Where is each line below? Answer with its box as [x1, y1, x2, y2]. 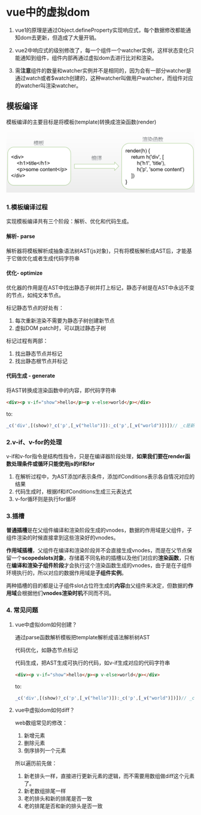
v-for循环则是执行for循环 [14, 495, 77, 503]
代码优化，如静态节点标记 [14, 646, 78, 654]
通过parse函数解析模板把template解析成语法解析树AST [14, 633, 151, 640]
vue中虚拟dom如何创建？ [14, 621, 78, 628]
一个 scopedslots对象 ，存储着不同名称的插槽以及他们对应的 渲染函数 [11, 554, 179, 561]
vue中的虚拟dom [6, 5, 90, 19]
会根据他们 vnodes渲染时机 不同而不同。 [17, 590, 115, 597]
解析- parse [6, 233, 35, 240]
